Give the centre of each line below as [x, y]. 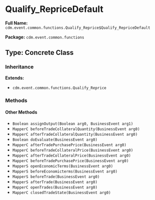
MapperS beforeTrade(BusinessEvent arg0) [56, 177]
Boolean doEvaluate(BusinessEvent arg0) [55, 140]
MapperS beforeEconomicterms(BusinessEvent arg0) [65, 171]
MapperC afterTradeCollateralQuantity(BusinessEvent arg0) [75, 134]
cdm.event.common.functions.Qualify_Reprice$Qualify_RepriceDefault [78, 28]
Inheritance [19, 67]
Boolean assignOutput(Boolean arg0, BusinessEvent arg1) [73, 124]
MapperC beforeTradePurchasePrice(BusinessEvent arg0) [71, 161]
